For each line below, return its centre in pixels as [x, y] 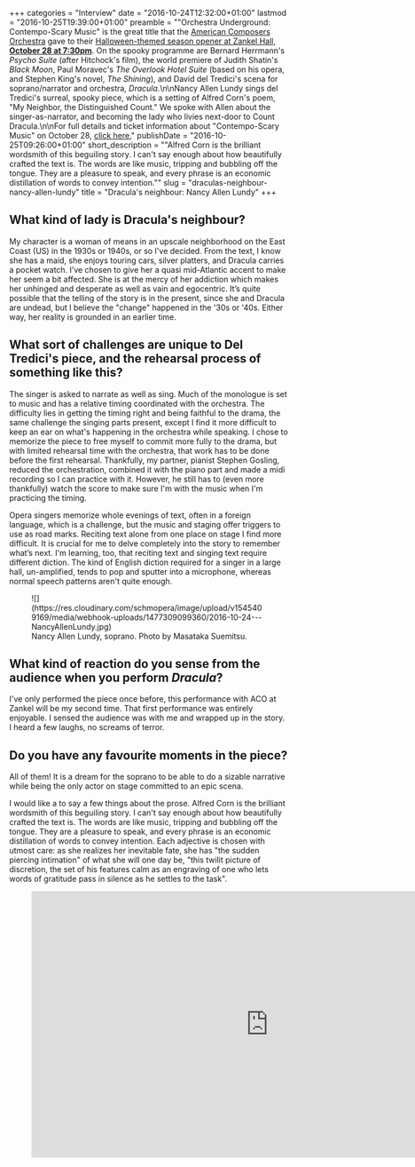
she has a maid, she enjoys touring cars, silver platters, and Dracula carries [147, 260]
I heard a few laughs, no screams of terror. [87, 727]
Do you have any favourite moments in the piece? [149, 755]
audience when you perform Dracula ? [116, 678]
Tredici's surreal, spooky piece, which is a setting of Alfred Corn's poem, [143, 98]
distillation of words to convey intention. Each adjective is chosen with [137, 841]
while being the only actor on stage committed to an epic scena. [126, 786]
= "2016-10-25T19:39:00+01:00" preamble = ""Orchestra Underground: [140, 22]
